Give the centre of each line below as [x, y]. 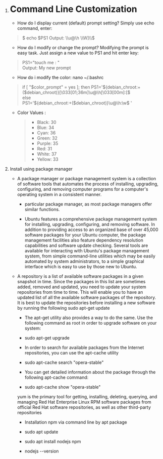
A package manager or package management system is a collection [86, 178]
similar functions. [42, 209]
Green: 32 [47, 138]
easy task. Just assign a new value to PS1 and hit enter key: [78, 53]
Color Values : [31, 113]
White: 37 [47, 154]
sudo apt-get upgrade [47, 338]
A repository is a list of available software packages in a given [80, 276]
